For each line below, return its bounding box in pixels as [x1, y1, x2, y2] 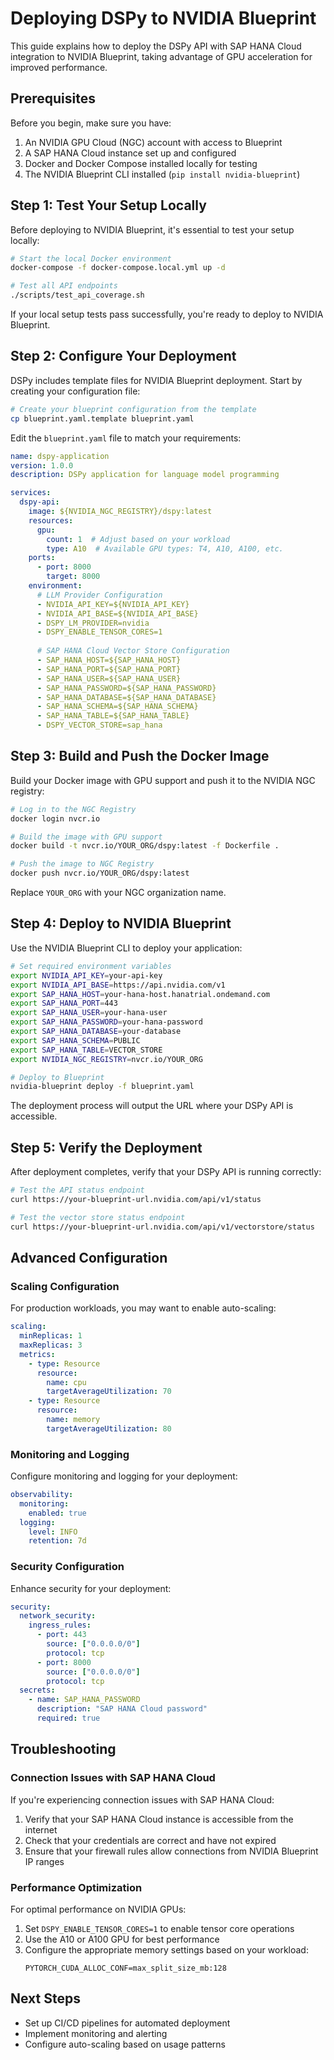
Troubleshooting [10, 1741, 117, 1758]
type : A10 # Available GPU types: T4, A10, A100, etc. [46, 543, 284, 554]
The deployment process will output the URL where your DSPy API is [10, 1100, 294, 1112]
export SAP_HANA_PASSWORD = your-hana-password [10, 1017, 203, 1027]
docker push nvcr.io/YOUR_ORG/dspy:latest [10, 868, 190, 879]
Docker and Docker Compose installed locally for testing [24, 157, 258, 169]
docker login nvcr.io [10, 813, 101, 824]
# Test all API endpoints [10, 281, 118, 291]
